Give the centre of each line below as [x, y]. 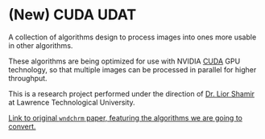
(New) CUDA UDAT [72, 15]
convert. [22, 126]
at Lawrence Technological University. [72, 102]
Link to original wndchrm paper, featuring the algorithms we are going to [126, 117]
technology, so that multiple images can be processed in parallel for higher [132, 69]
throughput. [28, 78]
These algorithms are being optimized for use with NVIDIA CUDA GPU [124, 61]
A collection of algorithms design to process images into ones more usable [132, 37]
